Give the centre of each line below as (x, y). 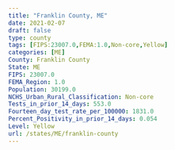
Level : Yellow (32, 126)
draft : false (30, 30)
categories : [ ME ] (37, 52)
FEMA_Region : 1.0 (37, 82)
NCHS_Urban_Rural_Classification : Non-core (81, 97)
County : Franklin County (49, 60)
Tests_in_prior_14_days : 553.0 (60, 104)
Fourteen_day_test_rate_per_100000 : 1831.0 (81, 112)
